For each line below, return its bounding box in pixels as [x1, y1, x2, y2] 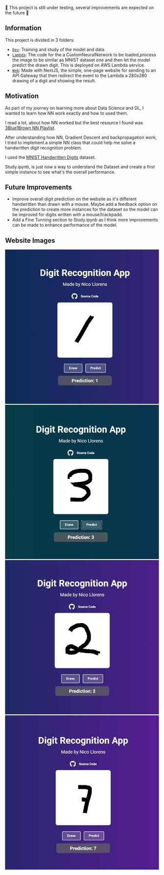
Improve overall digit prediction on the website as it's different [12, 196, 137, 202]
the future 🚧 [5, 10, 29, 16]
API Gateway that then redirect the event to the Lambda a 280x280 [12, 73, 147, 78]
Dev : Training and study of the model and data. [12, 47, 106, 52]
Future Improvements [5, 183, 72, 192]
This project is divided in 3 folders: [5, 37, 75, 43]
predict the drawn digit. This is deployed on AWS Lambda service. [12, 62, 145, 68]
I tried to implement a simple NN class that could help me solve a [5, 140, 136, 146]
